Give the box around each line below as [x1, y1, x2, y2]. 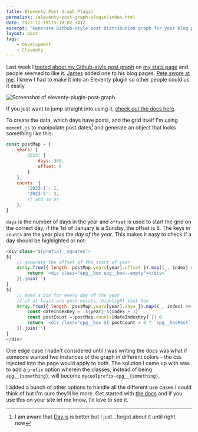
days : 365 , [37, 158, 65, 164]
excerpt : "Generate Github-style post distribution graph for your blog [6, 25, 189, 31]
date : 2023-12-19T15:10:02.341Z [6, 20, 85, 25]
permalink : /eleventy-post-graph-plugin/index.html [6, 14, 136, 20]
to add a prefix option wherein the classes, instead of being [6, 366, 152, 373]
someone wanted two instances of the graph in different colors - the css [6, 353, 182, 360]
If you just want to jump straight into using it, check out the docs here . [6, 105, 176, 112]
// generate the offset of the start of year [16, 259, 131, 265]
